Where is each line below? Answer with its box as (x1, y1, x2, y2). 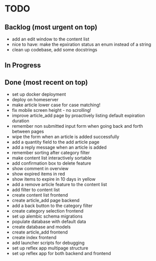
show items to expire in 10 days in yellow (11, 176, 96, 182)
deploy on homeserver (11, 97, 59, 103)
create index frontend (11, 235, 57, 241)
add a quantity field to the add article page (11, 139, 100, 145)
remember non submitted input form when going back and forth (11, 123, 143, 129)
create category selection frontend (11, 208, 84, 214)
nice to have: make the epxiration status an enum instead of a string (11, 41, 152, 47)
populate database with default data (11, 219, 86, 225)
